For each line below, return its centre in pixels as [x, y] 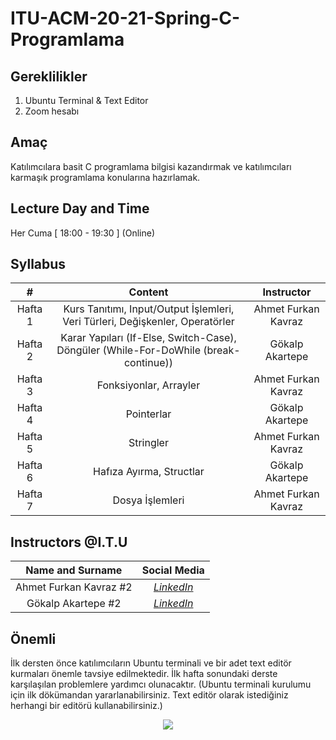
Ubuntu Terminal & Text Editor [86, 100]
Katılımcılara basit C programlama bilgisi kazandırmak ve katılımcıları [151, 166]
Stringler [148, 443]
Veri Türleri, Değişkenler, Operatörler [148, 322]
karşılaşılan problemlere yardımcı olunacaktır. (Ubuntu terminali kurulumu [161, 684]
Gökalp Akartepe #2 [74, 604]
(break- [222, 350]
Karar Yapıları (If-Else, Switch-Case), [148, 338]
